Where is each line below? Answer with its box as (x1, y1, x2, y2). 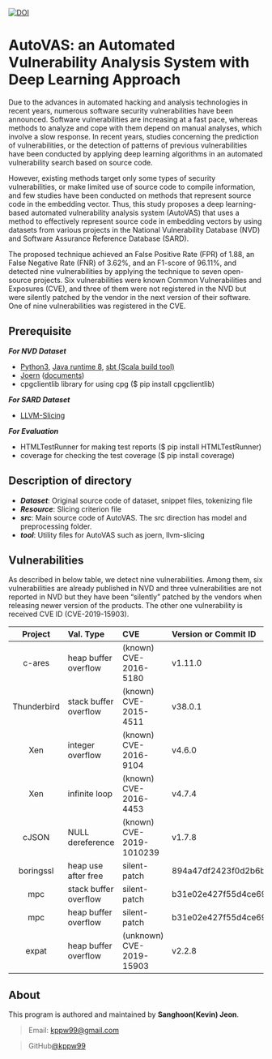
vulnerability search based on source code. (8, 157, 153, 167)
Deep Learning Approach (8, 71, 181, 89)
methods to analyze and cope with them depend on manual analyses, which (8, 122, 262, 133)
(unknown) (122, 930, 164, 941)
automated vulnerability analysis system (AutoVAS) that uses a (31, 208, 240, 217)
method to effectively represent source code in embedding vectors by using (8, 216, 262, 226)
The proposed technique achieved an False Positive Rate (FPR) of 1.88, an (8, 249, 255, 259)
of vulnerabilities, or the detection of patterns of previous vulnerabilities (8, 140, 248, 150)
